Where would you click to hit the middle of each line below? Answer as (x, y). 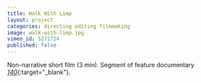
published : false (32, 45)
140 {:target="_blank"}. (39, 72)
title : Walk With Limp (39, 13)
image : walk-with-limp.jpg (46, 33)
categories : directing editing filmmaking (69, 26)
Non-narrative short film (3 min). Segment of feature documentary (101, 65)
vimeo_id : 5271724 (33, 39)
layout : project (30, 20)
